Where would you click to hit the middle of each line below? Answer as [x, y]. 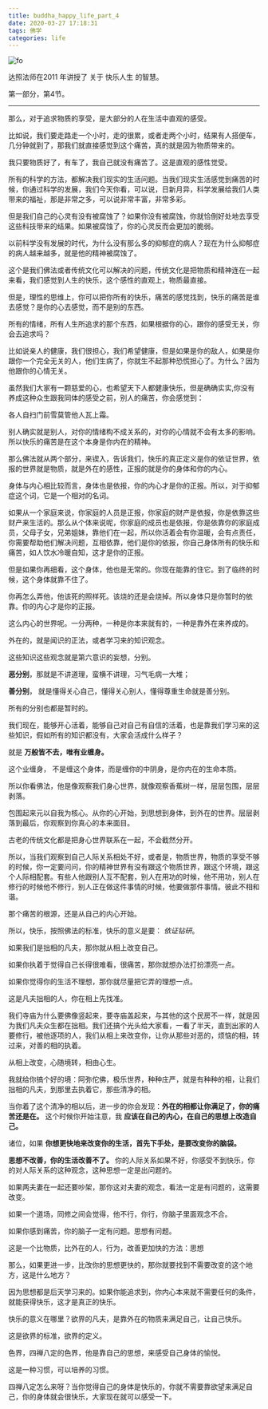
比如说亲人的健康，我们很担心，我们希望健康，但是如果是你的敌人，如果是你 [134, 351]
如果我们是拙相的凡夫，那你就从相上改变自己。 [85, 948]
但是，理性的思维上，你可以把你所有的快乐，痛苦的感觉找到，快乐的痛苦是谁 [134, 297]
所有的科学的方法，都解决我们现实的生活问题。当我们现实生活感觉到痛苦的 [130, 180]
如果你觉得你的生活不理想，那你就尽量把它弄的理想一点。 [102, 982]
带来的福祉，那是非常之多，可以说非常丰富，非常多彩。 [99, 200]
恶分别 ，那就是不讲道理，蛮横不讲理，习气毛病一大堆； [99, 675]
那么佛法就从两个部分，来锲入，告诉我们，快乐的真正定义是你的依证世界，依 [134, 459]
